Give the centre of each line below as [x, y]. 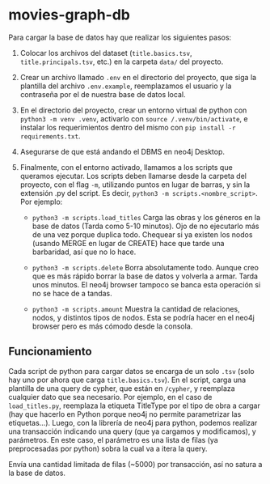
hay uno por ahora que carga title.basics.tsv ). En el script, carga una [127, 380]
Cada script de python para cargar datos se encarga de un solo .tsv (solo [131, 371]
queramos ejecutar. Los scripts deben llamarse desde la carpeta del [133, 176]
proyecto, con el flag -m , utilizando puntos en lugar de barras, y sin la [135, 185]
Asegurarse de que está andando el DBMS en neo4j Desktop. [122, 151]
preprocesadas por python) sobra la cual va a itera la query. [108, 448]
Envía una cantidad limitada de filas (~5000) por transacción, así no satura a [135, 464]
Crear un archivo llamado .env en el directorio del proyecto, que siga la [138, 77]
